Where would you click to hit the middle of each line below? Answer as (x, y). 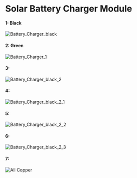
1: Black (13, 23)
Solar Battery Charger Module (69, 9)
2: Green (15, 45)
